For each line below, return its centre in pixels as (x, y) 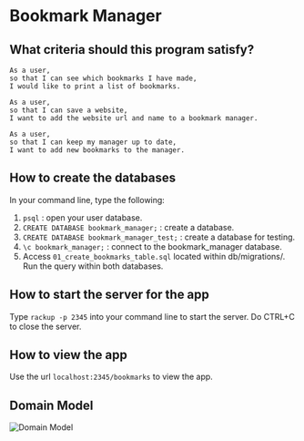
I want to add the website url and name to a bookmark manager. (134, 118)
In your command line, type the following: (87, 200)
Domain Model (51, 405)
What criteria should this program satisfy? (132, 50)
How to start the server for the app (109, 295)
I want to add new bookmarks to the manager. (97, 150)
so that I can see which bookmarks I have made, (103, 78)
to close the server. (46, 326)
